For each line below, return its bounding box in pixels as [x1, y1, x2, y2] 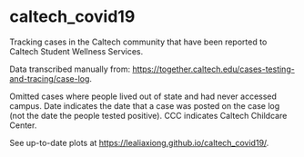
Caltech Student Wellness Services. [9, 45, 144, 56]
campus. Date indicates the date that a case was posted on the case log [9, 100, 280, 111]
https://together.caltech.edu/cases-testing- [131, 64, 296, 74]
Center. [9, 120, 37, 131]
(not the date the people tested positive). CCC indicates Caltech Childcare [9, 110, 288, 121]
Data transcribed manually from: [9, 64, 130, 74]
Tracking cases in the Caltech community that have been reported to [9, 36, 268, 47]
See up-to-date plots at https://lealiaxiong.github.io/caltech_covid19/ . [9, 137, 269, 148]
